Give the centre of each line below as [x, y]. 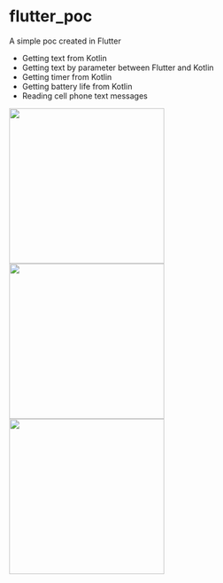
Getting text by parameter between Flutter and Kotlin [118, 67]
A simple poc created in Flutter [65, 41]
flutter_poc [51, 16]
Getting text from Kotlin [65, 58]
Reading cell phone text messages [85, 96]
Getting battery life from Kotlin [77, 86]
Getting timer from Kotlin [67, 76]
